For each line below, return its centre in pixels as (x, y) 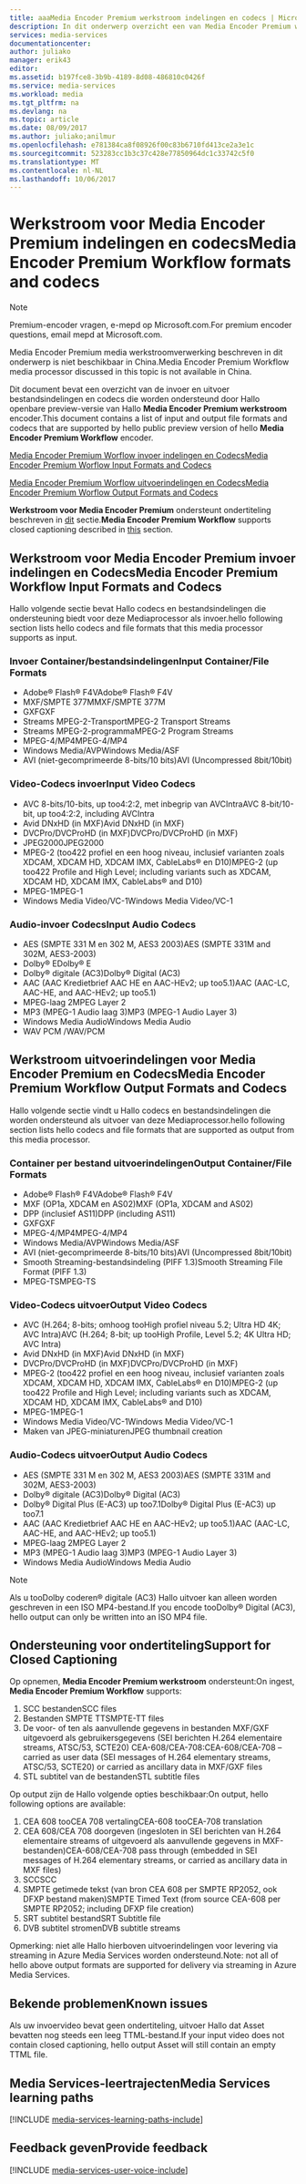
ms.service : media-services (63, 86)
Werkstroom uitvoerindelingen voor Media (133, 1060)
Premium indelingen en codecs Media (153, 243)
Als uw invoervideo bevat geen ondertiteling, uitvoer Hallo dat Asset (137, 2025)
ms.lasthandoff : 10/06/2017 (63, 179)
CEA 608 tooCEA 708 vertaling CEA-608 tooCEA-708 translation (143, 1822)
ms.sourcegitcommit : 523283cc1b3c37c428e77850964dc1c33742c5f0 (132, 153)
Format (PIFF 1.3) (55, 1272)
